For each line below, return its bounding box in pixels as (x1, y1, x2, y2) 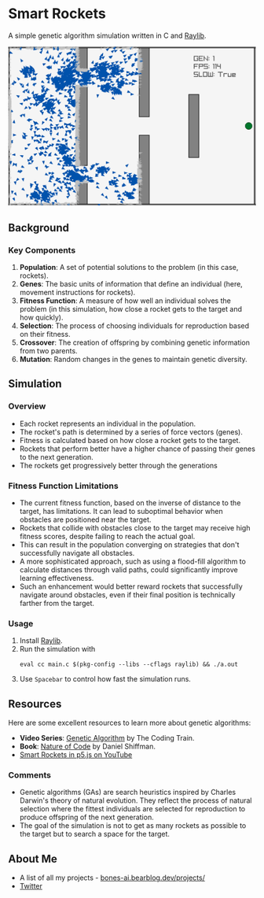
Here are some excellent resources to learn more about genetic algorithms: (8, 718, 251, 728)
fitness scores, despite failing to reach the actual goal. (19, 531, 196, 541)
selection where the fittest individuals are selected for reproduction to (19, 804, 246, 814)
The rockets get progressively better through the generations (19, 460, 218, 470)
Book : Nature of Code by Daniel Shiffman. (19, 741, 156, 752)
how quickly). (19, 312, 64, 322)
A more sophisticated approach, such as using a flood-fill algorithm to (19, 556, 246, 566)
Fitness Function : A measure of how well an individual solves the (19, 296, 232, 305)
